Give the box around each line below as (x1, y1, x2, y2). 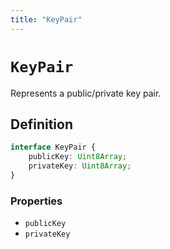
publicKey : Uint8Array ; (28, 152, 128, 162)
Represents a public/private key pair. (10, 87, 162, 99)
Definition (10, 116, 73, 133)
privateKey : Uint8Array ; (28, 161, 132, 171)
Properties (10, 194, 63, 208)
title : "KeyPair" (10, 14, 83, 25)
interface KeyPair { (10, 142, 97, 153)
